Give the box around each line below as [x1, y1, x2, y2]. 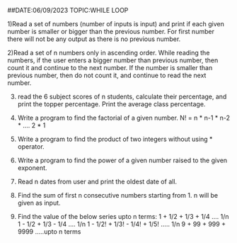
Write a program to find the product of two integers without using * [17, 135, 213, 143]
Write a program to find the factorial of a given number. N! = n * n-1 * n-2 [17, 113, 231, 122]
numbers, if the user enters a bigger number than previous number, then [7, 56, 219, 64]
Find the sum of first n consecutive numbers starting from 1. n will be [17, 191, 218, 199]
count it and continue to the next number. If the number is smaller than [7, 64, 213, 72]
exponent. [17, 164, 47, 172]
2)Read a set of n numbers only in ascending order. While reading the [7, 49, 210, 57]
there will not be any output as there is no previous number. [7, 35, 181, 43]
